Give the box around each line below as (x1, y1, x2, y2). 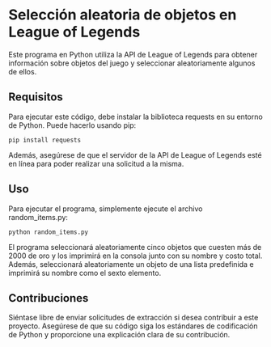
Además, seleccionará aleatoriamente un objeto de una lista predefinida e (8, 259, 254, 269)
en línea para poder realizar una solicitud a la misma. (8, 159, 184, 168)
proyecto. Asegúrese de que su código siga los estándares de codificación (8, 321, 258, 331)
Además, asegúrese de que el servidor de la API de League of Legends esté (8, 150, 262, 159)
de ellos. (8, 66, 37, 76)
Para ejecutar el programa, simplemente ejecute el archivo (8, 204, 203, 214)
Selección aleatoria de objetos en (8, 6, 237, 24)
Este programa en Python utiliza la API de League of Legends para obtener (8, 49, 258, 59)
